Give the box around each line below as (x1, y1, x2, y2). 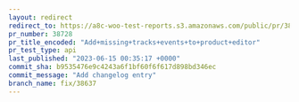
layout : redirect (8, 12, 73, 22)
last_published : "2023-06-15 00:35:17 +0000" (8, 54, 180, 63)
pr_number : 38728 (8, 29, 73, 38)
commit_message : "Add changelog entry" (8, 71, 157, 80)
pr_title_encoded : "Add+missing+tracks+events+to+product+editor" (8, 37, 261, 47)
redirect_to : (8, 21, 57, 30)
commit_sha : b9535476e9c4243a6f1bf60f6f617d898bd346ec (8, 63, 217, 72)
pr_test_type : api (8, 46, 77, 55)
